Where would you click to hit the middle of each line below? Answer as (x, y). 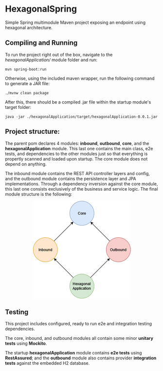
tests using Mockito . (26, 343)
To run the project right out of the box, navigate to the (59, 54)
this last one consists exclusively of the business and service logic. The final (81, 189)
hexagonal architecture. (29, 27)
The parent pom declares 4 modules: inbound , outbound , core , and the (77, 143)
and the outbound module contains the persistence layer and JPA (71, 178)
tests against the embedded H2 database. (47, 363)
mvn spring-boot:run (26, 69)
